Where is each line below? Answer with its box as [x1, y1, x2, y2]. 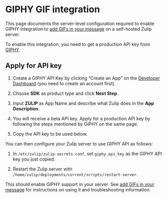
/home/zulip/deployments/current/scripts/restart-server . [12, 171, 138, 177]
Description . [12, 106, 40, 112]
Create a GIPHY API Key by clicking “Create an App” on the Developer [12, 75, 160, 81]
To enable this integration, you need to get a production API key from [5, 41, 151, 47]
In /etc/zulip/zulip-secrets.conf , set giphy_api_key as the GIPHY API [12, 151, 162, 157]
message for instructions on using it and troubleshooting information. [5, 186, 151, 192]
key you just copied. [12, 156, 55, 162]
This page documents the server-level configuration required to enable [5, 20, 155, 27]
